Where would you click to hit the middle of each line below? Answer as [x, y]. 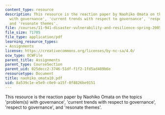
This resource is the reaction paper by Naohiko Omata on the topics [74, 97]
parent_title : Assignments [33, 60]
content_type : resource [29, 10]
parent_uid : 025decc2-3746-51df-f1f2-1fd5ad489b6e [58, 69]
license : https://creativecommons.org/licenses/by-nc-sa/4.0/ [70, 51]
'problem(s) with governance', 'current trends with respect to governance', [81, 102]
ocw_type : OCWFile [24, 55]
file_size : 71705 [23, 32]
